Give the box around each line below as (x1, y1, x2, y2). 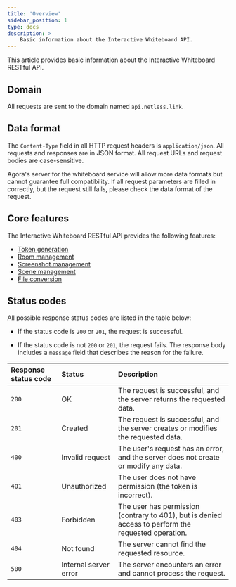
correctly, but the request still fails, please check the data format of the (7, 184, 213, 193)
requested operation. (118, 528, 188, 538)
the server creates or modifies (118, 423, 218, 433)
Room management (17, 252, 74, 261)
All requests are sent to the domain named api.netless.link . (7, 102, 184, 110)
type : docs (7, 23, 39, 30)
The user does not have (118, 472, 197, 482)
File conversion (17, 275, 62, 283)
